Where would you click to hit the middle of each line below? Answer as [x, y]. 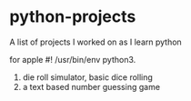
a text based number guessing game [91, 86]
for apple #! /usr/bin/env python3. [73, 59]
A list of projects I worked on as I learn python [95, 42]
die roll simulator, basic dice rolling [87, 77]
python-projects [73, 17]
